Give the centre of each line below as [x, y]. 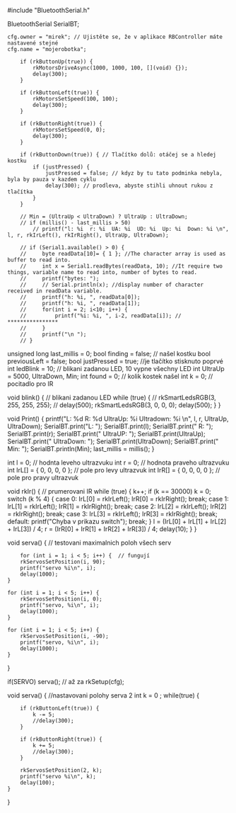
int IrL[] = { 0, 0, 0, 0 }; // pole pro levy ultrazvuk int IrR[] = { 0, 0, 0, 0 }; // [114, 470]
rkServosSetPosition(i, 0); [61, 599]
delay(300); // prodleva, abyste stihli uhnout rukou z [129, 186]
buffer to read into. [39, 260]
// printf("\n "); [53, 334]
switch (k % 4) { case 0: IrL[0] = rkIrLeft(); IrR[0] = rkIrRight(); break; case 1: [118, 499]
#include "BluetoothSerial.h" [49, 10]
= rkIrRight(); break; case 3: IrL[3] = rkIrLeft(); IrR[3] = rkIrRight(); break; [112, 514]
